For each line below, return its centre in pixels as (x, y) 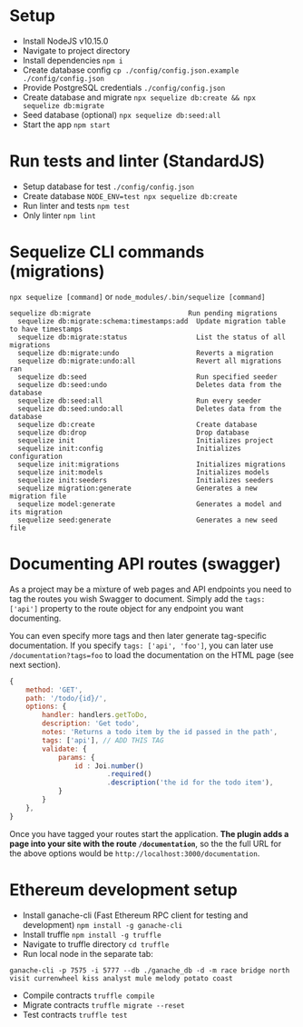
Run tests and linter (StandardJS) (137, 161)
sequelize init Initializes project (146, 440)
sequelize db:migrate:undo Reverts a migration (146, 353)
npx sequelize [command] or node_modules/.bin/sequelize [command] (137, 296)
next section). (35, 664)
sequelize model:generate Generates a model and (150, 504)
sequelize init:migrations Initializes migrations (151, 464)
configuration (36, 456)
